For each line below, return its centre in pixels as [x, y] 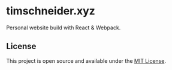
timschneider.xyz [51, 11]
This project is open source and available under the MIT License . [86, 60]
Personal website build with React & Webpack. [64, 28]
